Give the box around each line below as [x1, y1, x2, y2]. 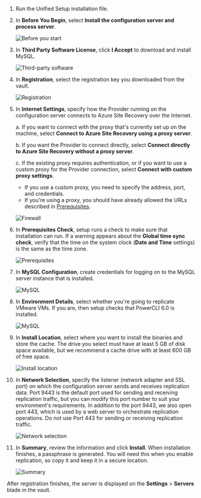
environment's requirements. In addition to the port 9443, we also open [15, 402, 192, 409]
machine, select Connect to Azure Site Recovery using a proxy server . [15, 130, 193, 137]
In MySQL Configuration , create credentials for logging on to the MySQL [15, 268, 196, 275]
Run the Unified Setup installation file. [15, 5, 109, 12]
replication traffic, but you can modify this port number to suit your [15, 396, 180, 402]
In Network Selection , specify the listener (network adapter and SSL [15, 376, 185, 383]
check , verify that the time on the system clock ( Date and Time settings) [15, 239, 195, 246]
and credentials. [24, 190, 65, 197]
